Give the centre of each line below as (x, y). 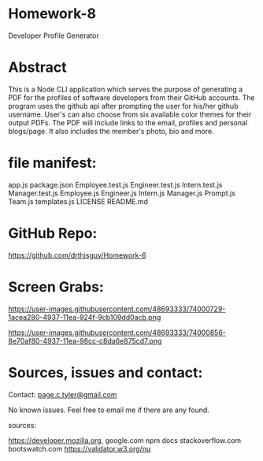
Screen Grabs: (56, 286)
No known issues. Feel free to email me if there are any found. (109, 410)
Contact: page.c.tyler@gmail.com (63, 394)
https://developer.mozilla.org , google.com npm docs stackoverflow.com (125, 440)
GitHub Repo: (53, 233)
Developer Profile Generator (54, 35)
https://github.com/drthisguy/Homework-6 (77, 255)
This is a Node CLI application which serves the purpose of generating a (126, 89)
